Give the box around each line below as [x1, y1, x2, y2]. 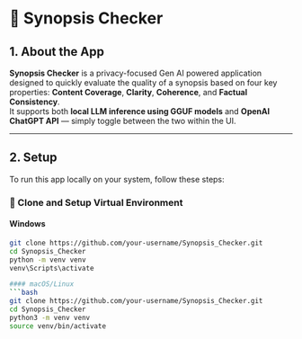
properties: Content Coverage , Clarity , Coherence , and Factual [9, 87, 248, 97]
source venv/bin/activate [9, 321, 106, 331]
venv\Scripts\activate [9, 263, 94, 272]
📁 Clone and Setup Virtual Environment [9, 196, 183, 209]
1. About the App [9, 44, 105, 59]
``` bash [9, 288, 39, 298]
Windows [9, 219, 46, 229]
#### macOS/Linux [9, 280, 75, 289]
